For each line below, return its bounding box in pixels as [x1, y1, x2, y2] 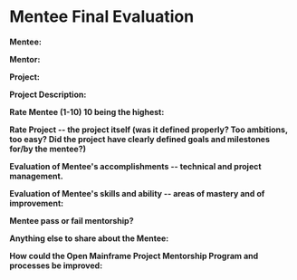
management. [9, 170, 63, 181]
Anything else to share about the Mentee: [9, 233, 169, 244]
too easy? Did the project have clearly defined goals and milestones [9, 133, 270, 144]
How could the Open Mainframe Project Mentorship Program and [9, 250, 259, 261]
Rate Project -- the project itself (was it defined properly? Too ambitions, [9, 124, 288, 135]
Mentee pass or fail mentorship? [9, 215, 134, 226]
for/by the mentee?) [9, 143, 87, 154]
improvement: [9, 198, 64, 208]
